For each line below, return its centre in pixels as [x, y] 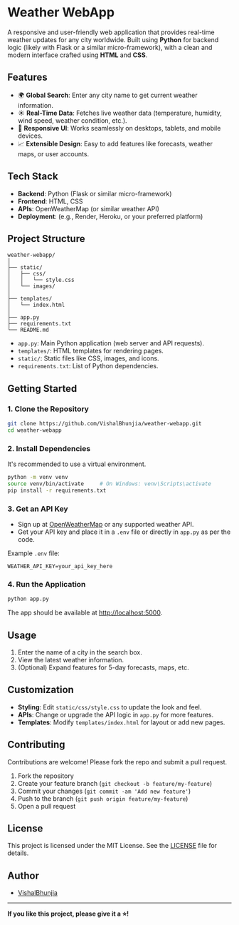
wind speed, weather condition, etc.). [72, 120]
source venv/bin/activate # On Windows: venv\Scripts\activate [110, 484]
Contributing [36, 745]
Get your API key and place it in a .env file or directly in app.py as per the [124, 532]
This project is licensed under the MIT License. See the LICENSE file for [112, 846]
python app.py [28, 599]
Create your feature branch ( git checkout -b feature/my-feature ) [115, 783]
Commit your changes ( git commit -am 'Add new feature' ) [104, 791]
